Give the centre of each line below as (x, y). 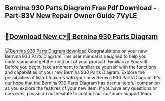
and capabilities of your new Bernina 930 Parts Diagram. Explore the (75, 72)
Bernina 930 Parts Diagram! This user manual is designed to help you (76, 56)
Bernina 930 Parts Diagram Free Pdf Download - (81, 8)
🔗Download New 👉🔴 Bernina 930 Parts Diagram (82, 37)
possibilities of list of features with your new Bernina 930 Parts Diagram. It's (83, 77)
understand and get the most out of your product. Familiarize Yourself (76, 61)
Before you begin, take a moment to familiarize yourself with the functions (81, 67)
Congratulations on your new (117, 51)
